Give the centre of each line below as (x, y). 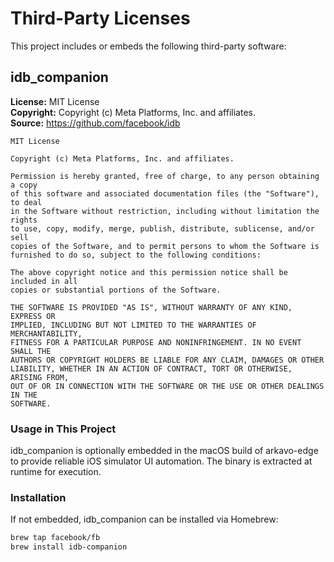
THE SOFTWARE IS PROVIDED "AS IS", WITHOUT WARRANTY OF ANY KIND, (151, 307)
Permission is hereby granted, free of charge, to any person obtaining (165, 176)
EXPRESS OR (33, 316)
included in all (44, 281)
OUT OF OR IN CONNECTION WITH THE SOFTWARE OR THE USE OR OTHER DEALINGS (167, 386)
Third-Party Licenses (100, 18)
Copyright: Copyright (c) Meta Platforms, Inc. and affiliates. (133, 112)
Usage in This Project (63, 429)
